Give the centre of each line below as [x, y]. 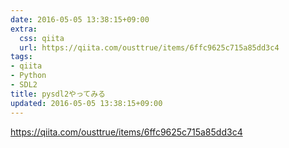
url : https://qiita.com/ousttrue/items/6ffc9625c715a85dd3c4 [149, 47]
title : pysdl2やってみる [58, 94]
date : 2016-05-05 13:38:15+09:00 [80, 19]
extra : [24, 29]
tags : [21, 57]
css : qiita [42, 38]
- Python [28, 76]
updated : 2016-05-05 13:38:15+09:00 [86, 103]
